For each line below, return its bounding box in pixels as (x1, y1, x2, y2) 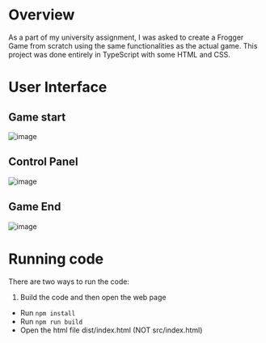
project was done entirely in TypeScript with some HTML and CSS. (8, 49, 230, 59)
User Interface (8, 78, 108, 96)
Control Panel (8, 155, 78, 169)
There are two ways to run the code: (8, 277, 129, 286)
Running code (8, 249, 104, 268)
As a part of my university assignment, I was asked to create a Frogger (8, 32, 244, 42)
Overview (8, 6, 75, 24)
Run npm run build (19, 316, 83, 326)
